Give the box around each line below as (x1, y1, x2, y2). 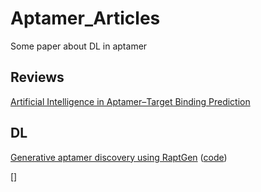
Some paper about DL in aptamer (10, 40, 148, 52)
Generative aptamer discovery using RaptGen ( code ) (10, 151, 228, 163)
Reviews (10, 69, 65, 86)
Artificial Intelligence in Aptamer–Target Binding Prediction (10, 95, 251, 107)
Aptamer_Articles (10, 7, 161, 30)
